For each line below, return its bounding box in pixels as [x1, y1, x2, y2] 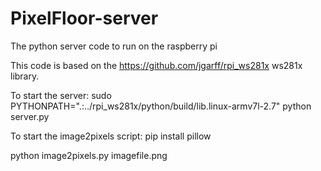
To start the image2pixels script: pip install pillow [10, 130, 212, 142]
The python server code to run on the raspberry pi [10, 40, 218, 52]
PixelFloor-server [10, 7, 159, 30]
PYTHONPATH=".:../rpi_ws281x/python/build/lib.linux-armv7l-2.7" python [10, 100, 312, 112]
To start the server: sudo [10, 89, 112, 101]
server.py [10, 110, 50, 122]
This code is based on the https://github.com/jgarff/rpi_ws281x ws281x [10, 59, 303, 71]
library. [10, 70, 40, 82]
